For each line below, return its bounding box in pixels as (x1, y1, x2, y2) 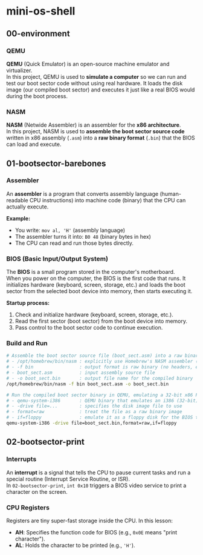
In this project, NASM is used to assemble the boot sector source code (6, 128, 185, 135)
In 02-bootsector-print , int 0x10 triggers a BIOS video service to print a (6, 482, 187, 489)
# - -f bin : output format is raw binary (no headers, (6, 364, 193, 370)
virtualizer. (6, 67, 33, 74)
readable (6, 196, 28, 204)
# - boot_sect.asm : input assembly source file (6, 370, 155, 376)
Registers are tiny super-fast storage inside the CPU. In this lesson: (6, 517, 173, 524)
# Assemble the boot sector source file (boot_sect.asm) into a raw (6, 353, 182, 359)
